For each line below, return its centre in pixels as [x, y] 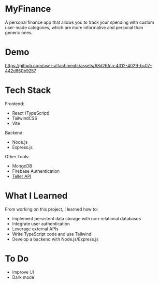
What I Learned [36, 196]
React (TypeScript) [31, 113]
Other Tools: [17, 156]
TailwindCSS [25, 118]
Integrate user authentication [41, 224]
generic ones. [19, 32]
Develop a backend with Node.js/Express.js [55, 239]
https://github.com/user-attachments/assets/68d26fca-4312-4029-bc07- [79, 65]
